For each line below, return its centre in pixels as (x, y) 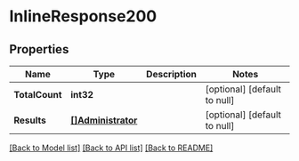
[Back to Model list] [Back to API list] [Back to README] (111, 148)
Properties (39, 49)
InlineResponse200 (83, 16)
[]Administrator (104, 120)
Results (30, 120)
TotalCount (38, 95)
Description (172, 74)
